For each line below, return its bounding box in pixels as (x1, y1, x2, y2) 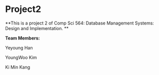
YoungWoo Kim (5, 54, 37, 60)
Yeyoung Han (5, 44, 33, 50)
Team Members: (5, 35, 40, 41)
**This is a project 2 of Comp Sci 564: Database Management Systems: (5, 20, 154, 26)
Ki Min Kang (5, 64, 30, 70)
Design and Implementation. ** (5, 25, 69, 31)
